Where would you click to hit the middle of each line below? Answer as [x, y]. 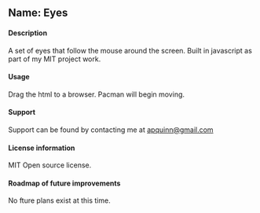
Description [28, 33]
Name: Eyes [38, 13]
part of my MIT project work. [55, 59]
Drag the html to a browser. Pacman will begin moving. [97, 94]
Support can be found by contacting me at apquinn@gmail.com [111, 130]
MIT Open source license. [50, 165]
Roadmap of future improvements [64, 183]
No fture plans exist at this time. [60, 200]
